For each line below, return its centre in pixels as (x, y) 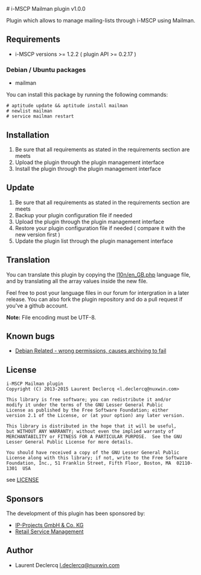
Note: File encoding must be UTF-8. (51, 317)
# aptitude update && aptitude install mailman (67, 106)
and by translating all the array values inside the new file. (77, 281)
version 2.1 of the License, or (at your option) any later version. (96, 416)
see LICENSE (23, 480)
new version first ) (37, 234)
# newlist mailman (29, 111)
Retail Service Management (49, 531)
